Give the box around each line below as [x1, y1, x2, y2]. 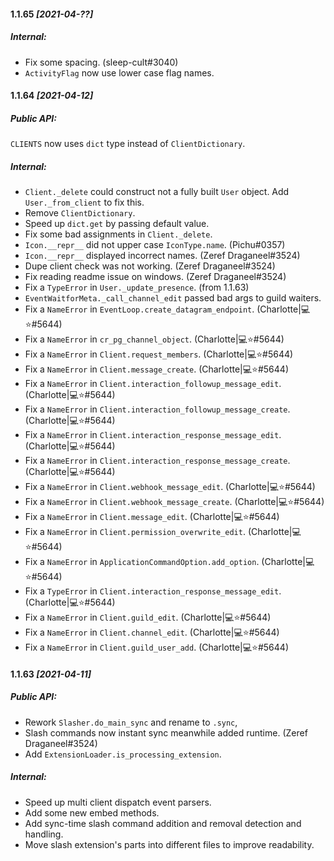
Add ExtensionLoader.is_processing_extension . [24, 748, 222, 760]
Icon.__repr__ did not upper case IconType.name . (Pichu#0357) [24, 239, 286, 251]
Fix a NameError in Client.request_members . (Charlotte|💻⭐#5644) [24, 348, 294, 360]
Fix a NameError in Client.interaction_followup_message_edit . [24, 378, 282, 390]
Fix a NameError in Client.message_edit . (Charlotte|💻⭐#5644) [24, 511, 280, 523]
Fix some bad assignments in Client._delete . [24, 228, 213, 240]
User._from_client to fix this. [24, 196, 145, 209]
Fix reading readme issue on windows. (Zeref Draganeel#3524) [24, 271, 287, 283]
